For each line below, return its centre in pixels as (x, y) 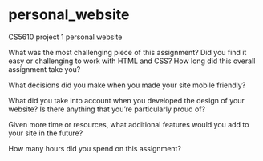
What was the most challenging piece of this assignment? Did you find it (127, 52)
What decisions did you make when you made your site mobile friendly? (127, 85)
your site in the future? (46, 133)
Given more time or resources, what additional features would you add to (129, 124)
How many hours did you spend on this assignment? (95, 148)
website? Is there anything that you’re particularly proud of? (107, 109)
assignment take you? (45, 69)
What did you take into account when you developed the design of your (126, 100)
